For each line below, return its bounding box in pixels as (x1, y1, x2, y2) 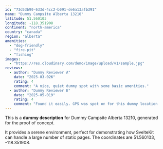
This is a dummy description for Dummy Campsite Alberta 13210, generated (5, 115, 158, 120)
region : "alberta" (5, 34, 42, 39)
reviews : (5, 66, 23, 71)
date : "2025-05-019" (14, 92, 55, 97)
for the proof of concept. (5, 120, 55, 126)
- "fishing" (9, 52, 34, 57)
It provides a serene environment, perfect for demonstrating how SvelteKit (5, 129, 154, 135)
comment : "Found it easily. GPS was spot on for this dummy (14, 102, 138, 106)
